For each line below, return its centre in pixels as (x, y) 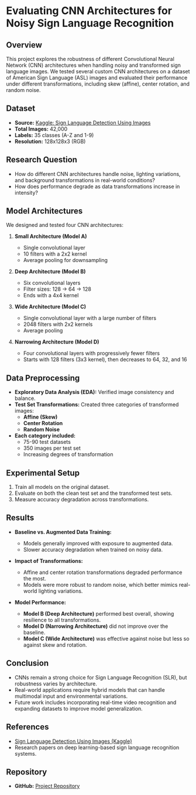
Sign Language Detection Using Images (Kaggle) (73, 741)
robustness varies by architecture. (56, 684)
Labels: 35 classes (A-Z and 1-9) (54, 135)
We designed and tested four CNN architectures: (65, 225)
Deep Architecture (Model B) (50, 271)
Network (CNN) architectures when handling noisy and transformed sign (94, 65)
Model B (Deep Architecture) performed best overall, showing (99, 613)
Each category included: (45, 436)
